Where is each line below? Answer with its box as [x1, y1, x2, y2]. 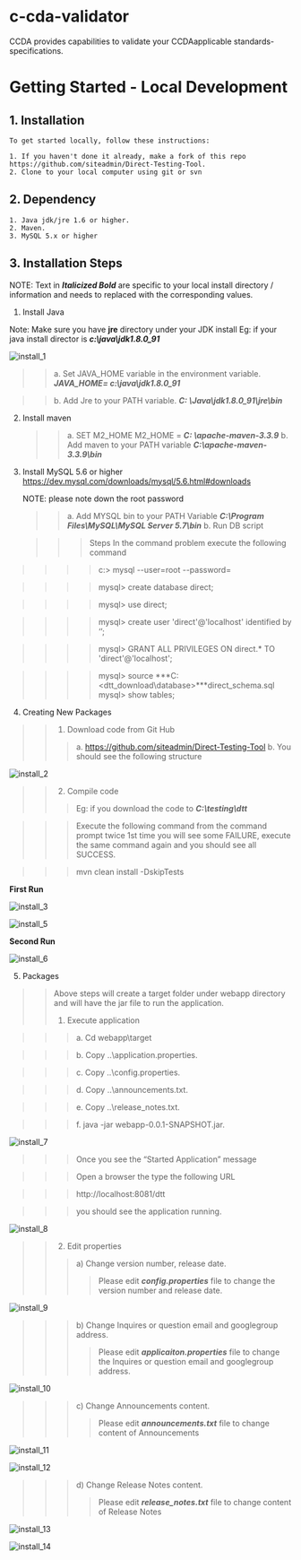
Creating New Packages [21, 706, 112, 717]
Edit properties [66, 1240, 123, 1252]
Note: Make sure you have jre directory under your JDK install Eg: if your [9, 324, 278, 334]
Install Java [21, 307, 64, 317]
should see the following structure [75, 750, 202, 761]
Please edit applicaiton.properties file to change [98, 1347, 280, 1357]
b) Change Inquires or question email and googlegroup [75, 1320, 279, 1330]
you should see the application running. [75, 1206, 222, 1217]
